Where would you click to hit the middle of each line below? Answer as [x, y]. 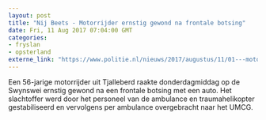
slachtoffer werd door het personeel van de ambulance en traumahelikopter [131, 99]
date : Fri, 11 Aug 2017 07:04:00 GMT [70, 30]
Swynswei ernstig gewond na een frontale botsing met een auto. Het [120, 90]
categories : [28, 37]
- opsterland [30, 52]
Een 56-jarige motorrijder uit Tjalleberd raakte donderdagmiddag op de [124, 82]
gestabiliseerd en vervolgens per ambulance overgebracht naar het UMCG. [131, 107]
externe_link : [32, 60]
